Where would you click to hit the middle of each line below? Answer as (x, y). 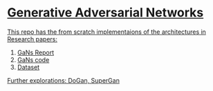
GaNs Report (35, 52)
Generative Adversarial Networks (105, 13)
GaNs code (33, 59)
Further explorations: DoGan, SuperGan (63, 80)
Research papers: (32, 39)
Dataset (28, 67)
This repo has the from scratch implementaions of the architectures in (106, 32)
